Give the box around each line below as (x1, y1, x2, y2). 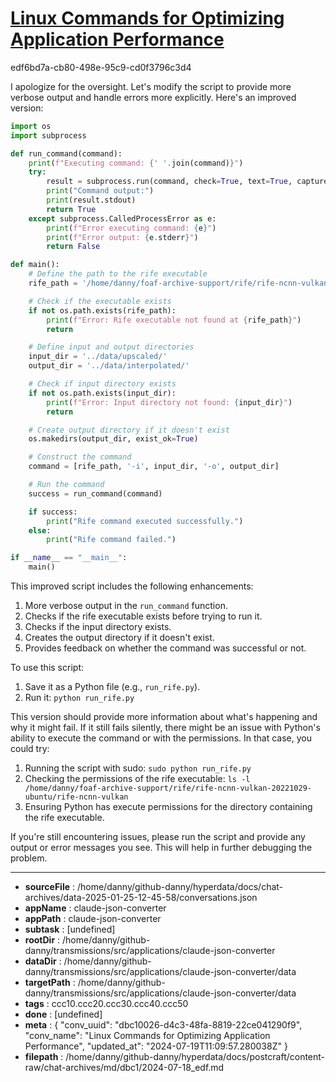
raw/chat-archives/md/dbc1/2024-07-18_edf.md (24, 1062, 225, 1074)
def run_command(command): (10, 148, 123, 159)
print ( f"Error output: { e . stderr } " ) (46, 232, 199, 242)
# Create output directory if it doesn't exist (28, 425, 230, 435)
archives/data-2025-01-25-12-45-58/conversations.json (24, 892, 258, 904)
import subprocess (10, 130, 87, 141)
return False (46, 242, 101, 252)
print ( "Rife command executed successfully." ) (46, 516, 244, 526)
